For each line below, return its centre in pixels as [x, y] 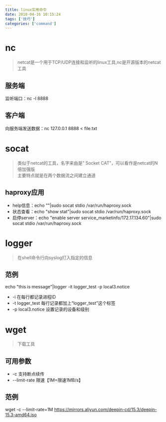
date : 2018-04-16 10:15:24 [33, 14]
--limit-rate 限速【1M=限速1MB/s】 [48, 380]
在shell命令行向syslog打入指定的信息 [55, 257]
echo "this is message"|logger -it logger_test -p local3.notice [67, 287]
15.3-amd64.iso [21, 415]
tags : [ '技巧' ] [20, 19]
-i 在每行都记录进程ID [34, 297]
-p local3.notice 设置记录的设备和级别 [51, 309]
